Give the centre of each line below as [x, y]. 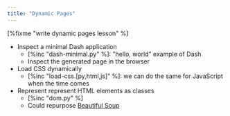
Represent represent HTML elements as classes [86, 90]
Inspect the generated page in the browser [89, 61]
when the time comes [59, 83]
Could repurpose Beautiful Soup [73, 105]
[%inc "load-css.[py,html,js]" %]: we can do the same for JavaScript [125, 76]
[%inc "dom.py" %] [55, 98]
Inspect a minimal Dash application [67, 46]
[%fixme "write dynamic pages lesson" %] [68, 33]
